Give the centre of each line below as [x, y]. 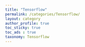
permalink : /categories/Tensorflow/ [42, 14]
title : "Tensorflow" [26, 10]
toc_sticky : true [23, 28]
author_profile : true [27, 23]
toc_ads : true [21, 32]
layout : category [23, 19]
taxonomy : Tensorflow [27, 37]
